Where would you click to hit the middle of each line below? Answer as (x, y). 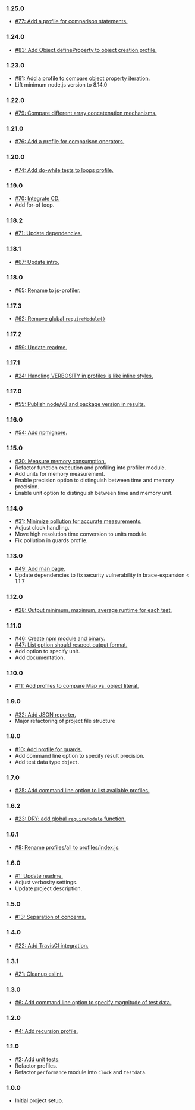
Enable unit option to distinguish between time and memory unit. (94, 493)
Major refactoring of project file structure (65, 721)
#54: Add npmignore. (41, 433)
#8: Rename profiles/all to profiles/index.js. (67, 847)
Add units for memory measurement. (60, 473)
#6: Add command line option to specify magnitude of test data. (93, 1003)
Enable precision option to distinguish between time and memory (94, 480)
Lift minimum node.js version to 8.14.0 (61, 84)
